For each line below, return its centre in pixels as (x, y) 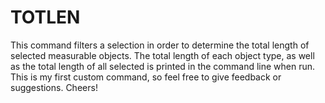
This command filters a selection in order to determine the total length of (160, 45)
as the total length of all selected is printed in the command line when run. (163, 66)
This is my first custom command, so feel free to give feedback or (146, 77)
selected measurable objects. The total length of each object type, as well (162, 55)
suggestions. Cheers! (54, 87)
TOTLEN (45, 17)
